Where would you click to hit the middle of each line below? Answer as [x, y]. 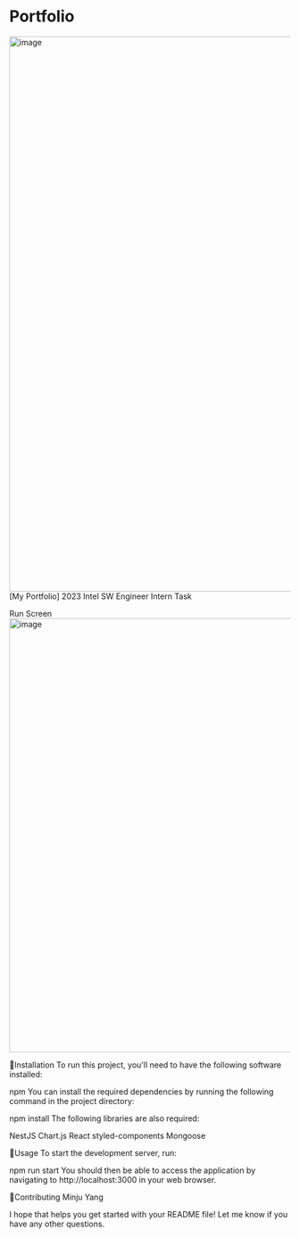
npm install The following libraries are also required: [104, 1118]
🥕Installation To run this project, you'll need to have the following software [146, 1065]
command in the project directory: [72, 1101]
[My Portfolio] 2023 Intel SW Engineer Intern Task [100, 596]
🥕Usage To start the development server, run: [93, 1152]
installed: [26, 1074]
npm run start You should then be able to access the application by [133, 1170]
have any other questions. [57, 1224]
